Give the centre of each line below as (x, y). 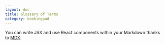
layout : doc (17, 10)
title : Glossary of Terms (32, 14)
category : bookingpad (27, 19)
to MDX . (13, 38)
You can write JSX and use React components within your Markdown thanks (82, 33)
